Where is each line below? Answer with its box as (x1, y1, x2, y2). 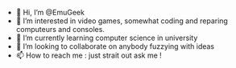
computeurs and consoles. (15, 25, 105, 34)
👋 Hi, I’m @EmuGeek (15, 8, 85, 17)
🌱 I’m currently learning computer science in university (15, 33, 198, 42)
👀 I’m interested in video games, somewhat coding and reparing (15, 16, 228, 26)
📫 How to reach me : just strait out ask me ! (15, 50, 163, 60)
